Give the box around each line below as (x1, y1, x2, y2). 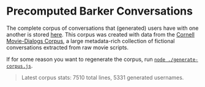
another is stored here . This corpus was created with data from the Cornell (6, 30, 195, 38)
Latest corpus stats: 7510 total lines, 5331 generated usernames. (21, 74, 184, 81)
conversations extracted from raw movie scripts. (6, 44, 129, 51)
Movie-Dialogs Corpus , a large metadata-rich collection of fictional (6, 37, 176, 44)
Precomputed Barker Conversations (6, 4, 193, 18)
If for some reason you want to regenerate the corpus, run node (6, 55, 166, 63)
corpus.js (6, 63, 32, 69)
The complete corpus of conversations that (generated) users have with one (6, 24, 199, 32)
